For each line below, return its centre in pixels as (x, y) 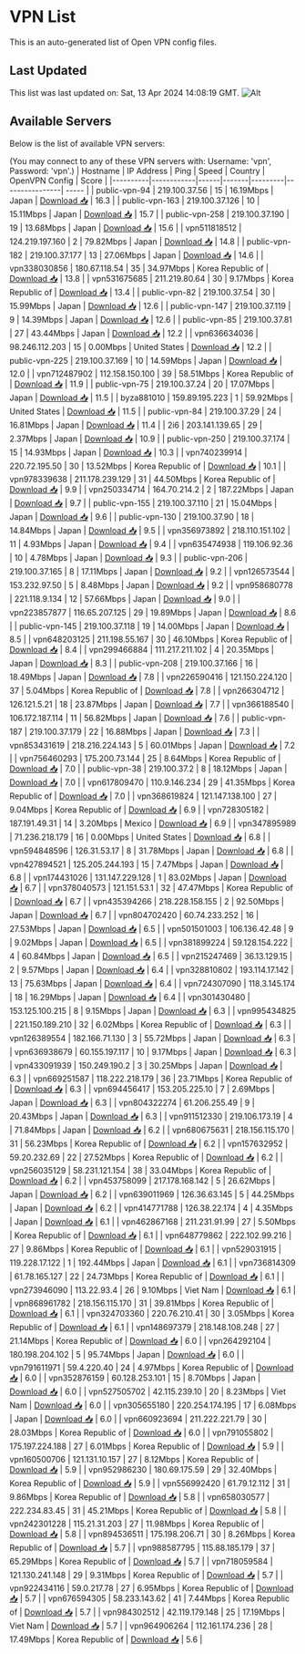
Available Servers (61, 122)
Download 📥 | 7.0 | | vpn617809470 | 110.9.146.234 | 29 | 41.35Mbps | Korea (152, 782)
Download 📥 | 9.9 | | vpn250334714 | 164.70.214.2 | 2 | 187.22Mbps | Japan (152, 489)
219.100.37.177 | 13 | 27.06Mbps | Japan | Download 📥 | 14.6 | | (147, 255)
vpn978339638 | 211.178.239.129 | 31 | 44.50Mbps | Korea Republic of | (142, 479)
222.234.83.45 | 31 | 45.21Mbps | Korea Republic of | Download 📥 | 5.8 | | (148, 1510)
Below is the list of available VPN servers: (87, 143)
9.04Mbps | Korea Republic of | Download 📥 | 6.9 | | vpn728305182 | (139, 810)
